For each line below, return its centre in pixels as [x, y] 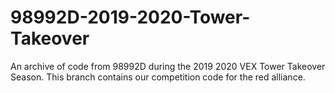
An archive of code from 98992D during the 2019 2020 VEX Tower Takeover [168, 66]
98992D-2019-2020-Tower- [130, 17]
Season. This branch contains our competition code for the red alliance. [158, 77]
